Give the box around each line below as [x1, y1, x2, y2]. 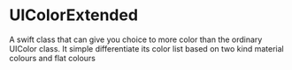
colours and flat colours [9, 52, 96, 63]
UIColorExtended [9, 5, 139, 25]
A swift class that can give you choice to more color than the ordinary [9, 34, 263, 45]
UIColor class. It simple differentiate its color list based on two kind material [9, 43, 285, 53]
